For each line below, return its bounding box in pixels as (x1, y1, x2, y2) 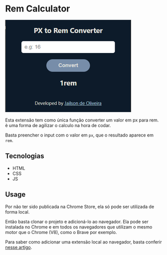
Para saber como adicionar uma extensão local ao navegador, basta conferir (5, 238, 162, 245)
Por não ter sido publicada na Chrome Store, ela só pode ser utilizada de (5, 203, 155, 209)
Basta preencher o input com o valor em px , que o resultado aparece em (5, 132, 154, 138)
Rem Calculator (5, 3, 70, 14)
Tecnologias (5, 152, 44, 160)
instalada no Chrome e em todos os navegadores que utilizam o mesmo (5, 223, 153, 230)
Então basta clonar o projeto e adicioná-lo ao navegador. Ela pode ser (5, 218, 149, 224)
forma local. (5, 208, 30, 215)
